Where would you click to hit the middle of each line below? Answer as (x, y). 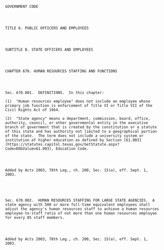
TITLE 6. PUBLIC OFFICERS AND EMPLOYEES (47, 28)
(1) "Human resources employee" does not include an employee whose (78, 101)
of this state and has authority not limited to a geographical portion (81, 131)
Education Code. (72, 149)
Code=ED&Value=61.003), (29, 149)
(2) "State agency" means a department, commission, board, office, (78, 119)
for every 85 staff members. (35, 218)
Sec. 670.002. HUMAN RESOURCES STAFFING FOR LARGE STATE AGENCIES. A (80, 200)
